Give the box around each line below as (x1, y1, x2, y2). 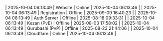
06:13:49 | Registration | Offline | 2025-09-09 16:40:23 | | (18, 10, 137, 16)
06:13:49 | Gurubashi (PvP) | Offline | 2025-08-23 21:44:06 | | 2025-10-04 (5, 25, 159, 31)
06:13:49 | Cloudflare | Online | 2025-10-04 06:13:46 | (5, 31, 116, 36)
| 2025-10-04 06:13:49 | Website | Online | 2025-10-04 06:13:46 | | (5, 5, 143, 10)
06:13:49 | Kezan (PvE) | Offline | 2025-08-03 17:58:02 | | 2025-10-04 (5, 20, 150, 26)
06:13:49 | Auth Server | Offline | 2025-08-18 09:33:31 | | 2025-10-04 (11, 15, 155, 20)
